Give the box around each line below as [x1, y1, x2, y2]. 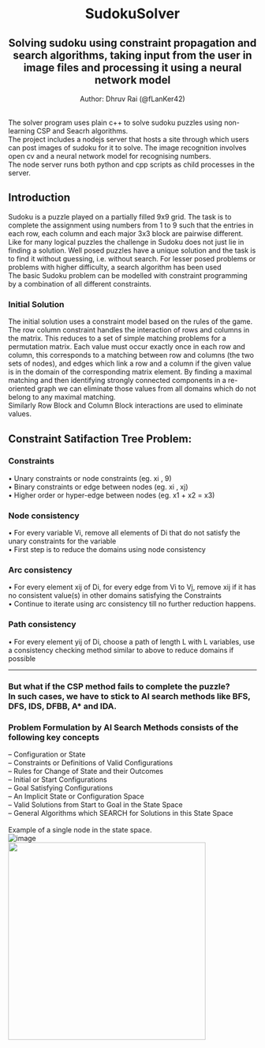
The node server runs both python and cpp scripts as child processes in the [8, 160, 255, 169]
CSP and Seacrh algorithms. [36, 126, 129, 135]
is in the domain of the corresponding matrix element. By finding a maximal [8, 367, 252, 377]
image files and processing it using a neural [23, 61, 242, 74]
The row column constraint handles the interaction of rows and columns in [8, 325, 250, 335]
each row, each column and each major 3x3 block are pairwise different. [8, 228, 244, 238]
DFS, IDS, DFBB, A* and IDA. [8, 701, 117, 712]
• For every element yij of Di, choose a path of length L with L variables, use [8, 637, 255, 646]
